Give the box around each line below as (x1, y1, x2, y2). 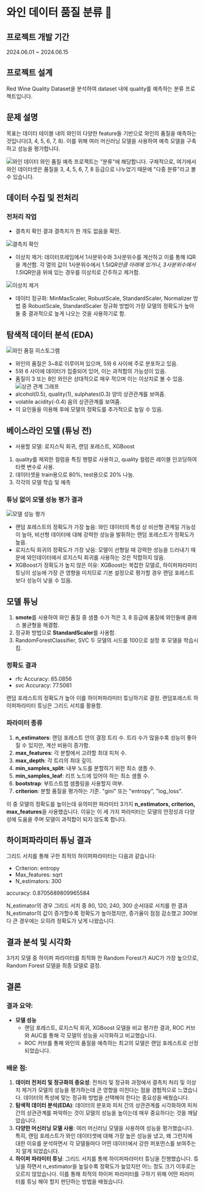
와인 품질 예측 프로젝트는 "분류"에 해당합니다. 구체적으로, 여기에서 (40, 158, 196, 165)
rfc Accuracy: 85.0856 (15, 676, 72, 683)
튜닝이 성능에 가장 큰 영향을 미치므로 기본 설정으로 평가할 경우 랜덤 (15, 569, 173, 577)
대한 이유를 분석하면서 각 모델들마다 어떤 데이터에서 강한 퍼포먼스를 (15, 1140, 175, 1147)
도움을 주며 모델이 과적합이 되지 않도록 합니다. (17, 815, 127, 823)
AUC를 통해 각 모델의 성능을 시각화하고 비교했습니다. (31, 1032, 157, 1039)
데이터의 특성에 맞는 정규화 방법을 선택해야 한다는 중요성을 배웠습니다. (23, 1094, 190, 1101)
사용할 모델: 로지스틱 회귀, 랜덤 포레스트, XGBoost (15, 442, 135, 450)
